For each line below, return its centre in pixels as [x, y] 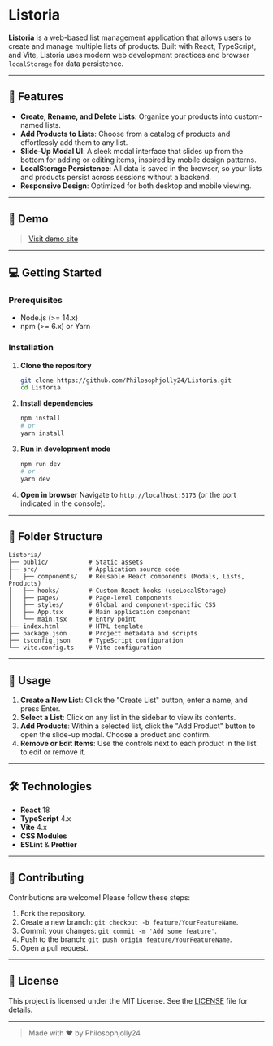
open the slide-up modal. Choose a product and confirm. [115, 735]
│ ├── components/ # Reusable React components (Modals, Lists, [127, 577]
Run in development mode [65, 449]
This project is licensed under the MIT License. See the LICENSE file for [128, 1000]
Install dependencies [56, 403]
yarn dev [35, 479]
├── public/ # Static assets [76, 563]
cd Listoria [40, 388]
